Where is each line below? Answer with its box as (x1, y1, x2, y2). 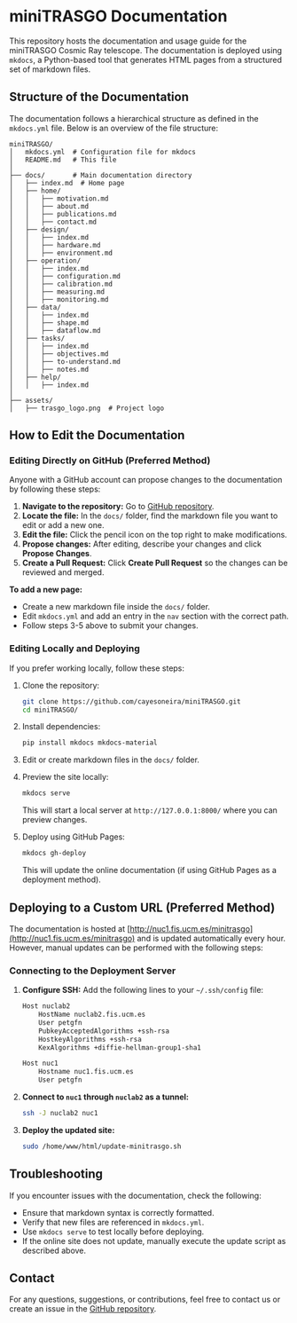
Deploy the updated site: (21, 1124, 115, 1135)
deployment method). (21, 874, 102, 885)
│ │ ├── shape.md (9, 318, 90, 327)
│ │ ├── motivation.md (9, 193, 109, 203)
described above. (21, 1245, 87, 1256)
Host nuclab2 (21, 1002, 71, 1011)
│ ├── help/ (9, 373, 62, 382)
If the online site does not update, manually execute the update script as (21, 1235, 286, 1246)
